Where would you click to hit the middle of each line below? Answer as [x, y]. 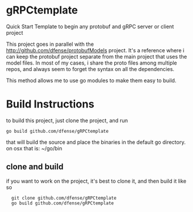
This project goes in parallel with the [50, 44]
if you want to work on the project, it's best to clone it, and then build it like [96, 181]
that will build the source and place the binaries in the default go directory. [96, 142]
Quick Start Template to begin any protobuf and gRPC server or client [90, 26]
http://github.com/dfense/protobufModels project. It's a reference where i [95, 50]
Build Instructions [50, 104]
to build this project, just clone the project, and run [67, 120]
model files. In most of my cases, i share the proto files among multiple [92, 63]
